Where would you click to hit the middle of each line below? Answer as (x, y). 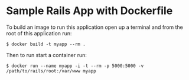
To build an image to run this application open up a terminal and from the (94, 27)
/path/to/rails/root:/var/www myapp (51, 71)
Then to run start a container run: (46, 55)
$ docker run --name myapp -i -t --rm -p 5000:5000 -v (75, 66)
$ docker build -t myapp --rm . (46, 44)
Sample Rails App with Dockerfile (89, 11)
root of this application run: (39, 33)
